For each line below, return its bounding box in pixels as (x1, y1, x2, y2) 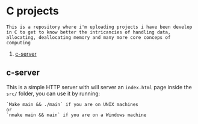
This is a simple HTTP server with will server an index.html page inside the (6, 83, 193, 90)
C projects (6, 4, 59, 18)
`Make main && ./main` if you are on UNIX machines (6, 101, 138, 107)
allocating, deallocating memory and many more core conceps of (6, 34, 171, 40)
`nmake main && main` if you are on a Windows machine (6, 112, 147, 118)
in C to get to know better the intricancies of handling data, (6, 29, 171, 35)
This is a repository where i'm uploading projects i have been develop (6, 24, 193, 30)
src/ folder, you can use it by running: (6, 90, 101, 97)
